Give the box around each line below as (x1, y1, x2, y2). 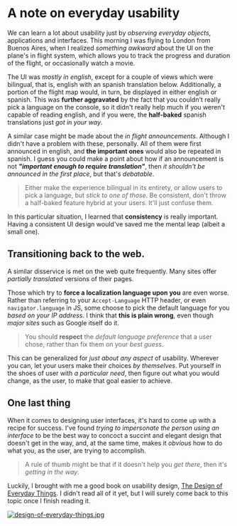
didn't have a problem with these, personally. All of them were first (7, 139, 202, 147)
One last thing (7, 397, 71, 409)
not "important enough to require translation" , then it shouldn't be (7, 162, 206, 170)
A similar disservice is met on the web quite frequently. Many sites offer (7, 267, 217, 275)
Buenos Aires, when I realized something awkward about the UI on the (7, 43, 214, 52)
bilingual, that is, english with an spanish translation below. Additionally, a (7, 80, 221, 88)
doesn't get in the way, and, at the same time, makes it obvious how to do (7, 438, 223, 447)
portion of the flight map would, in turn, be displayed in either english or (7, 88, 217, 96)
